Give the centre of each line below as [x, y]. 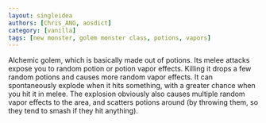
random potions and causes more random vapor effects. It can [110, 77]
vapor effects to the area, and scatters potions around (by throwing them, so [133, 102]
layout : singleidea [40, 15]
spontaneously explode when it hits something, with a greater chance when [132, 86]
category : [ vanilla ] [42, 30]
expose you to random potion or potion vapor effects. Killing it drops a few [130, 69]
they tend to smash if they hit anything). [73, 111]
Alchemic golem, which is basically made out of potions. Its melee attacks [129, 60]
